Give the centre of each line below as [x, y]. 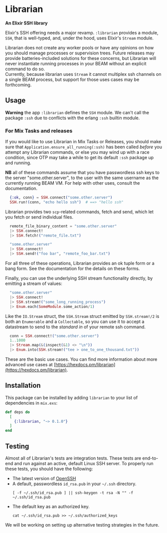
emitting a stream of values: [34, 283]
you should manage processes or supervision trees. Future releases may [80, 53]
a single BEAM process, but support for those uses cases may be [72, 79]
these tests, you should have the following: [49, 469]
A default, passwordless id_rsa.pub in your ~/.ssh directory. [74, 484]
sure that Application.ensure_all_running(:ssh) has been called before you [83, 147]
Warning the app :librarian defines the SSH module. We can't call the [77, 112]
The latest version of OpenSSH [44, 479]
